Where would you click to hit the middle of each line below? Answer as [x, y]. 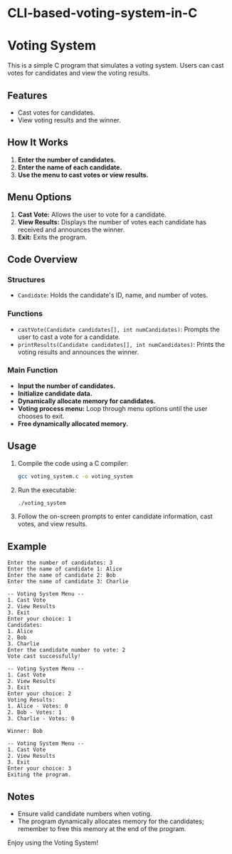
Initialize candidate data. [55, 393]
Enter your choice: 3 [39, 769]
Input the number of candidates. [67, 385]
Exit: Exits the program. [52, 237]
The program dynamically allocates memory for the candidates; [111, 821]
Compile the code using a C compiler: [73, 463]
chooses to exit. [41, 416]
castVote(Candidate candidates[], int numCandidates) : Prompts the [118, 329]
